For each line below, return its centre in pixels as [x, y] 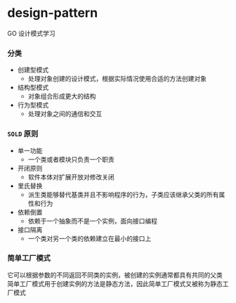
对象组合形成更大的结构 [62, 96]
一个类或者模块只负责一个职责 [71, 159]
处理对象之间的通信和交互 [65, 114]
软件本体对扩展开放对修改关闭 [71, 176]
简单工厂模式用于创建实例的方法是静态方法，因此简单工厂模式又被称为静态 [115, 283]
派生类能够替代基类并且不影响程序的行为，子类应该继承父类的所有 [123, 194]
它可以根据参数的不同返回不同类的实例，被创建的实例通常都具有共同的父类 [115, 275]
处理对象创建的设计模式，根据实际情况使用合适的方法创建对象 [117, 79]
